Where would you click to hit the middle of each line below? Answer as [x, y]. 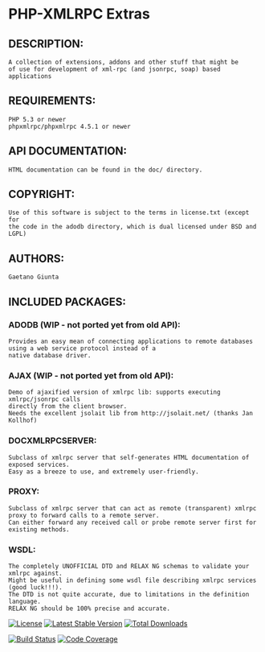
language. [25, 602]
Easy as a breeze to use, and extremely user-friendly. [104, 472]
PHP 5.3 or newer [37, 119]
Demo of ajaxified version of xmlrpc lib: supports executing [114, 392]
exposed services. [39, 464]
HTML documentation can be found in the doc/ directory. [106, 170]
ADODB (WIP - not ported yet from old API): [94, 324]
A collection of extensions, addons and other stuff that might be [124, 62]
